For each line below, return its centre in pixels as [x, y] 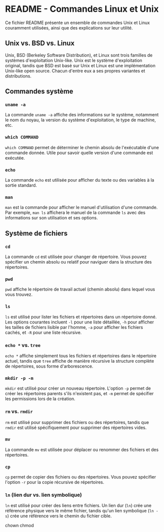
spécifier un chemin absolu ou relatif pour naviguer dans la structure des [78, 262]
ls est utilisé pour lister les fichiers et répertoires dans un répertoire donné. [81, 317]
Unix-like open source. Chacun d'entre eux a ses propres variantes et [75, 71]
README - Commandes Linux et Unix [82, 9]
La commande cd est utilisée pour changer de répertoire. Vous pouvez [76, 257]
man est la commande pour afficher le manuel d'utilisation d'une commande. [82, 208]
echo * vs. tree [23, 345]
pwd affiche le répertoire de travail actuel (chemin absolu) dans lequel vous [80, 289]
